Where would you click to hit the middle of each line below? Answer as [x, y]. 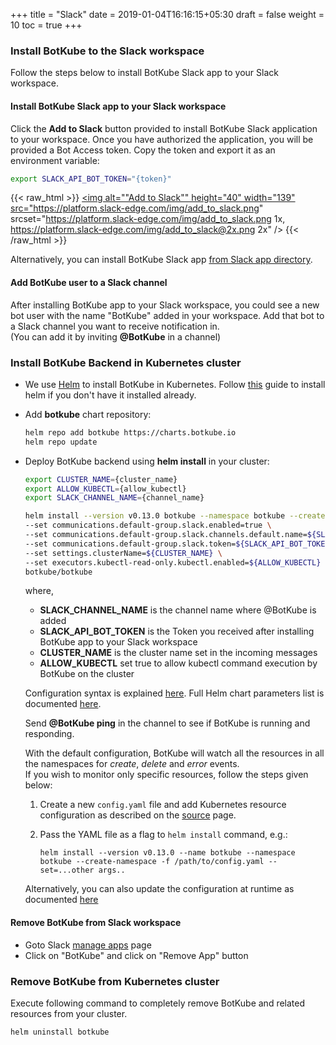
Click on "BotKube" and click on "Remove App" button [136, 955]
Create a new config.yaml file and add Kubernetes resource [163, 805]
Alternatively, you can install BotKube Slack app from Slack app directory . [161, 260]
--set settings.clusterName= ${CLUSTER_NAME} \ [123, 553]
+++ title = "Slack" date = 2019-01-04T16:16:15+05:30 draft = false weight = [167, 14]
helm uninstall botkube [60, 1032]
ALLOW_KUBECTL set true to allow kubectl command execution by [178, 663]
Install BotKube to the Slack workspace [107, 51]
